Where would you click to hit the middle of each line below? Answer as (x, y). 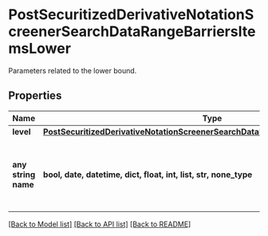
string (24, 175)
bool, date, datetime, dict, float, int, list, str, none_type (148, 175)
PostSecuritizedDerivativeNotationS (131, 15)
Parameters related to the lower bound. (73, 70)
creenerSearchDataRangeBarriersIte (132, 31)
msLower (40, 49)
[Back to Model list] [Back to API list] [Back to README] (100, 224)
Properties (35, 96)
